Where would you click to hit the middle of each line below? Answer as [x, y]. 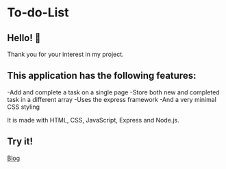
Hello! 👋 [24, 38]
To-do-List [38, 13]
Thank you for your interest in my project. [66, 54]
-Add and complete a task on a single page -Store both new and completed [114, 92]
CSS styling [23, 107]
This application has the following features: [102, 76]
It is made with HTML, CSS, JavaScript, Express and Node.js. [93, 120]
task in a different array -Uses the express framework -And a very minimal [112, 99]
